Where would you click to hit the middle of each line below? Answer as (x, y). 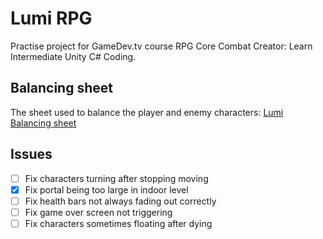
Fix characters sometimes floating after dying (118, 223)
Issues (31, 154)
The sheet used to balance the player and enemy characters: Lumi (147, 112)
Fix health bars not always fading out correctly (120, 201)
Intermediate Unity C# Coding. (73, 56)
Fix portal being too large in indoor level (106, 189)
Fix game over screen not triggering (98, 212)
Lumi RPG (51, 18)
